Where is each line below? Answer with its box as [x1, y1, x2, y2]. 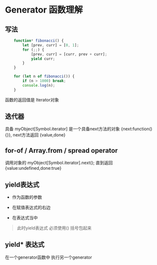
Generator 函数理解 [5, 4, 83, 15]
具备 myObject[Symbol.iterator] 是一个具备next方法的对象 [5, 126, 120, 132]
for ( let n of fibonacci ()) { [14, 74, 75, 79]
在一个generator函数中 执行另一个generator [5, 254, 92, 260]
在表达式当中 [12, 215, 38, 221]
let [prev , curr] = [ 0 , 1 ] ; [22, 43, 79, 47]
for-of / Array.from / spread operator [5, 146, 118, 155]
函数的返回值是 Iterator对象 [5, 97, 59, 103]
